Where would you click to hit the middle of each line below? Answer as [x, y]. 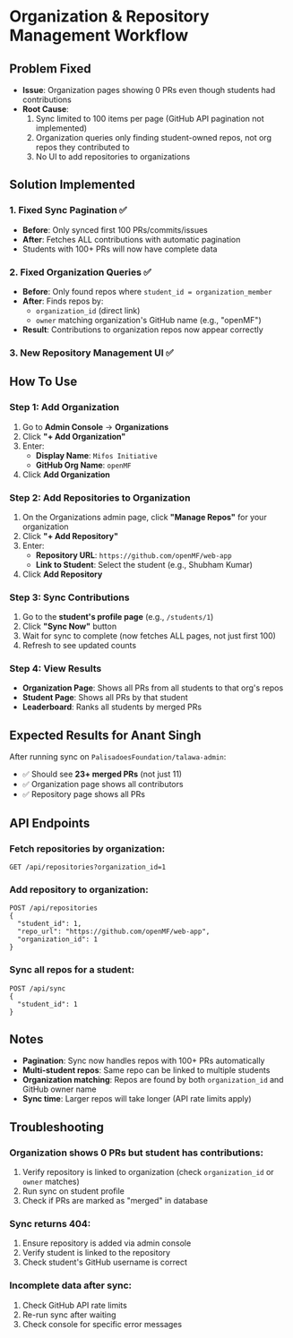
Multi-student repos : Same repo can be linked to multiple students [146, 1070]
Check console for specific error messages [102, 1324]
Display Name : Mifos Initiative [97, 455]
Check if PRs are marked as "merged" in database [115, 1201]
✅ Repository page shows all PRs [84, 794]
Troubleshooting [57, 1127]
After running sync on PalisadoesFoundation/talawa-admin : [118, 757]
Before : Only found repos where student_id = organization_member [147, 291]
